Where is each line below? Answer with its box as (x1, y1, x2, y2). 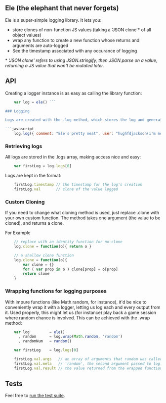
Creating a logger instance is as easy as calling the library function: (5, 90, 142, 96)
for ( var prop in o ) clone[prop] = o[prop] (23, 267, 119, 272)
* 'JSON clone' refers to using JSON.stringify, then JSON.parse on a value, (5, 57, 158, 63)
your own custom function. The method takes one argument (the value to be (5, 215, 161, 221)
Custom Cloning (5, 198, 45, 205)
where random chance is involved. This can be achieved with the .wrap (5, 314, 150, 321)
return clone (23, 271, 50, 276)
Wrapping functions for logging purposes (5, 288, 107, 295)
